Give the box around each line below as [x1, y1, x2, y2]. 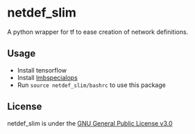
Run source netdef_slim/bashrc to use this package [17, 81, 167, 89]
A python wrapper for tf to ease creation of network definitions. [7, 28, 189, 36]
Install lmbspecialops [17, 73, 78, 82]
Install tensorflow [17, 66, 67, 74]
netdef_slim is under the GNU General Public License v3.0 [7, 119, 173, 127]
